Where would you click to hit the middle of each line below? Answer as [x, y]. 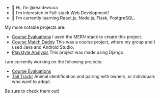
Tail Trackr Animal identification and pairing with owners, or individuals [83, 76]
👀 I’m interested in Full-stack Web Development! [60, 13]
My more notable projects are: [35, 27]
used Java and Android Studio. [43, 47]
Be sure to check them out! [32, 91]
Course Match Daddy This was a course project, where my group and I [83, 42]
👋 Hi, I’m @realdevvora [35, 8]
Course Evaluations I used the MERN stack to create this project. [77, 37]
